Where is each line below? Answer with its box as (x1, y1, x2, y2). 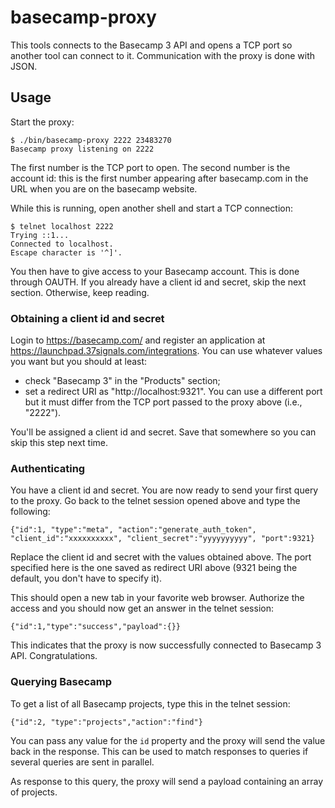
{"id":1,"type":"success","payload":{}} (10, 622, 182, 632)
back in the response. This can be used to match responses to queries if (10, 745, 309, 757)
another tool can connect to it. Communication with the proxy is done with (10, 49, 316, 61)
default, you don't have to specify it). (10, 572, 163, 585)
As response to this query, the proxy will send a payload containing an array (10, 775, 324, 787)
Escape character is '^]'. (10, 247, 123, 258)
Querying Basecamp (10, 675, 112, 689)
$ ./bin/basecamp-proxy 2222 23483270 (10, 135, 172, 145)
